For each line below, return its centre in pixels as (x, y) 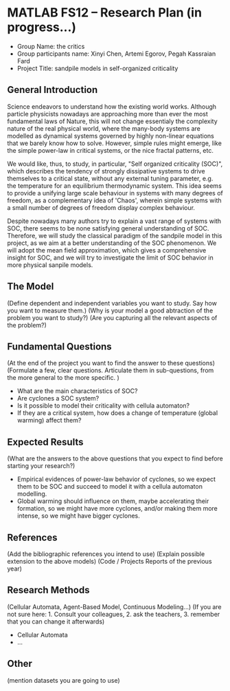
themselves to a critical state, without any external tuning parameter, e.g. (110, 178)
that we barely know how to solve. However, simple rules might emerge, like (114, 143)
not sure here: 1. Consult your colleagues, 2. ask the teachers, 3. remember (114, 614)
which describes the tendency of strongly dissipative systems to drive (106, 171)
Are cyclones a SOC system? (58, 398)
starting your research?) (41, 466)
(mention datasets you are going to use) (64, 680)
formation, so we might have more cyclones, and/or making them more (117, 509)
